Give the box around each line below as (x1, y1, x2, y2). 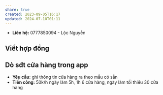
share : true (5, 7, 30, 12)
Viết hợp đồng (5, 44, 50, 52)
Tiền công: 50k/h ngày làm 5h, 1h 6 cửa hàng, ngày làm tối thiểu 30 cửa (12, 79, 159, 85)
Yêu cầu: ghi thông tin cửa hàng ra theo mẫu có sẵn (12, 74, 118, 80)
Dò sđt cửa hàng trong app (5, 61, 89, 69)
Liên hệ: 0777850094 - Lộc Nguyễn (12, 30, 86, 36)
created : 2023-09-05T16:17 (5, 12, 61, 17)
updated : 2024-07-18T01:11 (5, 16, 61, 21)
